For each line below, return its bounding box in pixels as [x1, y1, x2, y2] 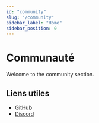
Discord [14, 110, 34, 117]
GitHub [14, 104, 33, 111]
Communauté [6, 51, 75, 64]
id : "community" [6, 8, 46, 15]
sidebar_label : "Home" [6, 20, 62, 26]
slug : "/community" [6, 14, 55, 20]
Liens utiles [6, 88, 50, 99]
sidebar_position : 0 [6, 25, 58, 32]
